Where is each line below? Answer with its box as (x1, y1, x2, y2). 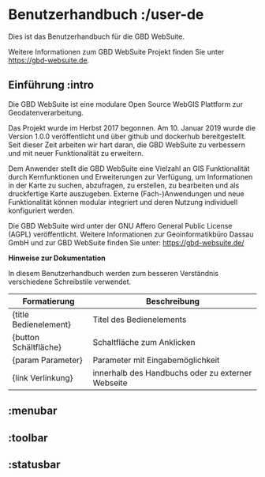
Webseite (92, 377, 128, 388)
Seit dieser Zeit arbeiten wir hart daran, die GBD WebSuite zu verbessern (8, 140, 246, 150)
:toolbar (8, 431, 49, 445)
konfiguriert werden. (8, 206, 75, 215)
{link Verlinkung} (12, 372, 73, 383)
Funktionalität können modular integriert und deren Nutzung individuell (8, 197, 238, 206)
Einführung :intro (8, 78, 95, 92)
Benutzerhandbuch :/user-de (8, 6, 204, 24)
